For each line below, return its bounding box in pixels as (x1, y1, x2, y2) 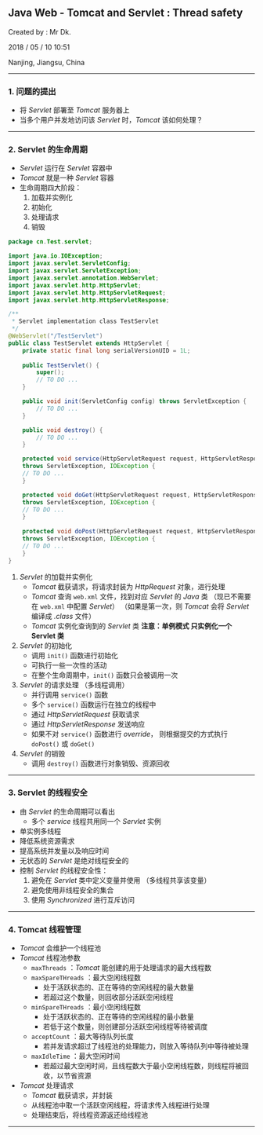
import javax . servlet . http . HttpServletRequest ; (8, 288, 167, 297)
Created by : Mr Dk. (8, 27, 72, 36)
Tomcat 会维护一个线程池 (19, 943, 102, 953)
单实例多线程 (19, 826, 61, 836)
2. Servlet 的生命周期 (8, 145, 88, 156)
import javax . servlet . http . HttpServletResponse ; (8, 296, 170, 304)
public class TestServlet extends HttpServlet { (8, 339, 170, 347)
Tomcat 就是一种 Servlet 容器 (19, 173, 114, 183)
